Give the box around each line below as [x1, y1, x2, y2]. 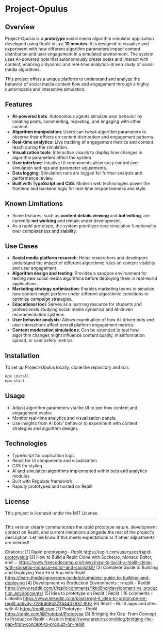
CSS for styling [12, 462, 43, 468]
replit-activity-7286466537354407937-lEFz [5, 601, 93, 607]
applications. [12, 281, 38, 287]
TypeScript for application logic [12, 452, 75, 458]
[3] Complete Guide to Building [96, 564, 158, 570]
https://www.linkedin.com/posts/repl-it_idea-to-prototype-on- [23, 596, 147, 601]
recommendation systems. [12, 312, 65, 318]
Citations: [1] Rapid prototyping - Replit [5, 549, 82, 555]
